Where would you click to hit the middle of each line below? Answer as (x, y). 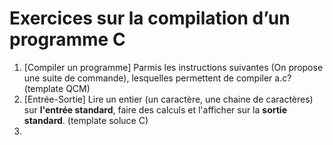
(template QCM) (57, 88)
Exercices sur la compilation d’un (150, 18)
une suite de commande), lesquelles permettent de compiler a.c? (157, 78)
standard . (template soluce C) (86, 120)
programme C (67, 39)
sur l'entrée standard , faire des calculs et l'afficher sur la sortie (155, 109)
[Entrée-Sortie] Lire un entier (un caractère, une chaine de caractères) (168, 99)
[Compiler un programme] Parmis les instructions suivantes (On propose (173, 67)
